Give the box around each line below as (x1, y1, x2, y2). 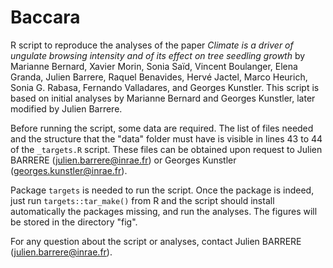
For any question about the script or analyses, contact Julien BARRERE (10, 235, 302, 247)
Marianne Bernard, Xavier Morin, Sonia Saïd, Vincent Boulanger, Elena (10, 60, 298, 72)
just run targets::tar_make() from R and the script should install (10, 194, 275, 206)
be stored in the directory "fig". (10, 216, 138, 228)
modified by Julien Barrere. (10, 102, 123, 115)
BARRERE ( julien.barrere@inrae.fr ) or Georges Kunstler (10, 154, 237, 166)
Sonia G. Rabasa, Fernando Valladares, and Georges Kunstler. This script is (10, 81, 320, 93)
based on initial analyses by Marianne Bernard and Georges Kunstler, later (10, 92, 316, 104)
